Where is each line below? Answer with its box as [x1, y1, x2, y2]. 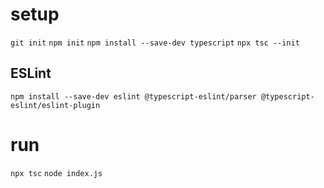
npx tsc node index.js [10, 168, 103, 178]
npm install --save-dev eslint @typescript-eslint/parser [10, 91, 257, 102]
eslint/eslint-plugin [10, 100, 101, 110]
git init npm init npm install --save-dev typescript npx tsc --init [10, 38, 300, 48]
